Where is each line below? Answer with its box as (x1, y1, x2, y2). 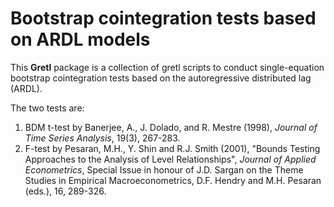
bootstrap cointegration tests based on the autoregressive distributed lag (10, 72, 312, 84)
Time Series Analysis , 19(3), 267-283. (24, 132, 181, 144)
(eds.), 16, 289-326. (24, 185, 107, 197)
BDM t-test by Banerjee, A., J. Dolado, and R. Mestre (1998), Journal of (24, 121, 318, 133)
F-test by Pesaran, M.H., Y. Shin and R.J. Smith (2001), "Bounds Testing (24, 142, 321, 154)
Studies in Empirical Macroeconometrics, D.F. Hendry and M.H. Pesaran (24, 174, 322, 186)
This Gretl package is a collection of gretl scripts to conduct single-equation (10, 61, 325, 73)
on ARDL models (10, 28, 151, 51)
